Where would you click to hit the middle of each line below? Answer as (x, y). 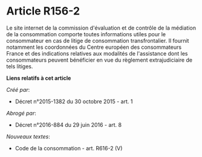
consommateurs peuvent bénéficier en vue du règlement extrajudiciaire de (99, 60)
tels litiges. (20, 66)
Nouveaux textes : (28, 136)
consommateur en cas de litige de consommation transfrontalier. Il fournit (98, 40)
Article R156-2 (43, 11)
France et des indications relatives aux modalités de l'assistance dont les (97, 53)
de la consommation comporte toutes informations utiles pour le (86, 34)
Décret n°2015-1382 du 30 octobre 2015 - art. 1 (74, 101)
